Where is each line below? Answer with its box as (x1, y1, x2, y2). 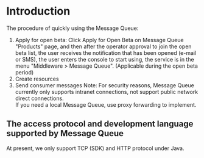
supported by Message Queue (6, 128, 124, 138)
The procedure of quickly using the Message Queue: (6, 24, 139, 32)
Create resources (15, 75, 59, 82)
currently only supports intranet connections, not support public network (15, 88, 199, 95)
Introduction (6, 4, 71, 18)
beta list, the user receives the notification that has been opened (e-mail (15, 49, 197, 56)
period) (15, 68, 34, 76)
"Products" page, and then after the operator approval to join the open (15, 43, 192, 50)
